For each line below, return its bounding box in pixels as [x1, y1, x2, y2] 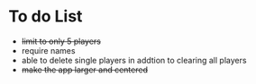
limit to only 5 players [21, 36, 101, 46]
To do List [8, 6, 83, 27]
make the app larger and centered [21, 64, 148, 75]
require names [21, 45, 76, 55]
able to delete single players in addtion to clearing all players [21, 55, 247, 65]
